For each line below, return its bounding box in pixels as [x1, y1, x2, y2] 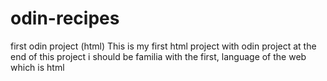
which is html [10, 61, 65, 73]
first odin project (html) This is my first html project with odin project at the [10, 40, 317, 52]
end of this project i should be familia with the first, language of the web [10, 50, 307, 62]
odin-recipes [10, 7, 120, 30]
